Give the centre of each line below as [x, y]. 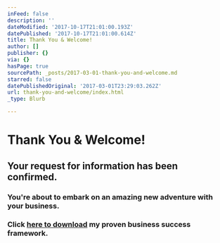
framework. [28, 233]
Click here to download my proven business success [99, 225]
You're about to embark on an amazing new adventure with [110, 197]
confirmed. [32, 177]
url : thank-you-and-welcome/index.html [66, 92]
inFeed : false [28, 14]
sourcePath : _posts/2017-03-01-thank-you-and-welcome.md [92, 73]
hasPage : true [28, 66]
